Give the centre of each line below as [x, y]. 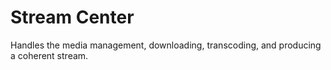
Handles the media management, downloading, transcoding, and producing [166, 45]
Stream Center [72, 17]
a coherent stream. [49, 55]
